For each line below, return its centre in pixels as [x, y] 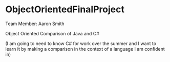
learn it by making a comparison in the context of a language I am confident [85, 49]
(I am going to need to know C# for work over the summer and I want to [81, 43]
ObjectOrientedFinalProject [65, 9]
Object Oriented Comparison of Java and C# [52, 33]
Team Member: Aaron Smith [35, 24]
